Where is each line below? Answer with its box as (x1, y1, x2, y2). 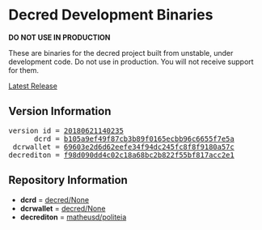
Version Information (8, 104, 112, 118)
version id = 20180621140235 (8, 126, 124, 135)
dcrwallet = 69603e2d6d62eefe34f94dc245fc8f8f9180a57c (12, 142, 235, 151)
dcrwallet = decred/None (19, 203, 106, 213)
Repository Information (8, 173, 128, 187)
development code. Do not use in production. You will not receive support (8, 57, 254, 66)
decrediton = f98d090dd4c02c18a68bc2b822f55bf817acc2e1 (8, 150, 235, 160)
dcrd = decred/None (19, 194, 90, 204)
